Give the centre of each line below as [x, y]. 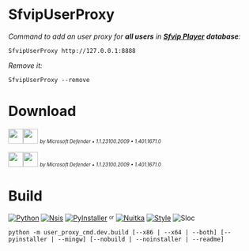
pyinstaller [28, 239]
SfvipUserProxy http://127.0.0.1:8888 [72, 51]
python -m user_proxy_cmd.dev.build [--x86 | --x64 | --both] [113, 232]
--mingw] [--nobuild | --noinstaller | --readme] [141, 239]
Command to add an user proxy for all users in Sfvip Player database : [124, 36]
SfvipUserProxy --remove [49, 80]
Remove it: [25, 66]
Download [42, 111]
